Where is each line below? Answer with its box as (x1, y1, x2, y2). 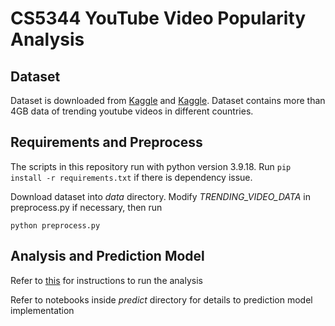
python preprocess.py (10, 220, 101, 231)
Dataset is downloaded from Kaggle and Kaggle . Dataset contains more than (10, 95, 326, 106)
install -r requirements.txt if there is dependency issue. (10, 171, 253, 183)
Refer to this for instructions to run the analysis (10, 274, 203, 286)
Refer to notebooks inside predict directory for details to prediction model (10, 293, 313, 306)
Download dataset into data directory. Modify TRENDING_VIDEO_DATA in (10, 190, 311, 202)
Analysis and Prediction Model (10, 248, 205, 265)
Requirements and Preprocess (10, 134, 203, 151)
